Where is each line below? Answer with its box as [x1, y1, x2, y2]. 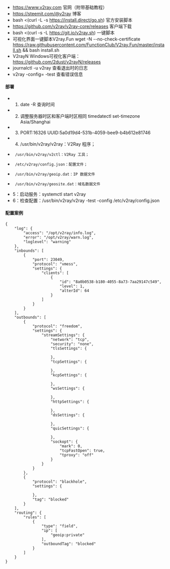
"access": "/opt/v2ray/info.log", [23, 230, 96, 236]
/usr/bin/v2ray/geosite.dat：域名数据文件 [15, 181, 101, 187]
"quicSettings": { [50, 426, 90, 431]
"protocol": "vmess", [32, 261, 78, 266]
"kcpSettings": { [50, 373, 87, 378]
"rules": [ [23, 515, 47, 520]
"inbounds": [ [14, 248, 44, 253]
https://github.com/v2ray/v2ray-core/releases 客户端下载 [12, 23, 132, 29]
